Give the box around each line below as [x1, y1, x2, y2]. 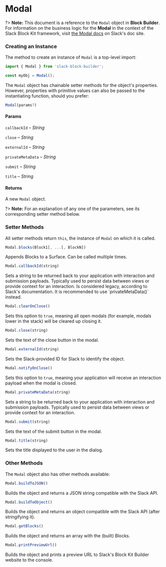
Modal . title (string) [5, 438, 48, 443]
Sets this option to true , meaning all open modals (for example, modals [5, 313, 151, 319]
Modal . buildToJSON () [5, 481, 48, 486]
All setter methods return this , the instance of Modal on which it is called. [5, 235, 156, 241]
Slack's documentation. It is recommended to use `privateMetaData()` [5, 289, 149, 295]
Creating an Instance [5, 43, 57, 50]
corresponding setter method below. [5, 211, 80, 217]
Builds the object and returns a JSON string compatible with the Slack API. [5, 490, 158, 496]
